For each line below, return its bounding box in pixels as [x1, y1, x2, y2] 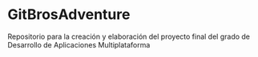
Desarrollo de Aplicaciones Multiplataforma [7, 40, 151, 49]
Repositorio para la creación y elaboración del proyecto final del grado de [7, 32, 250, 41]
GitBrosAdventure [7, 6, 131, 24]
